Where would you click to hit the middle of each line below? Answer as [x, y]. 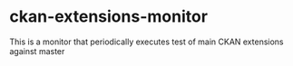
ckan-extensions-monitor [109, 17]
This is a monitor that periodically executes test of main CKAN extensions [146, 42]
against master [37, 51]
